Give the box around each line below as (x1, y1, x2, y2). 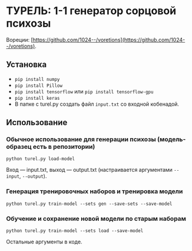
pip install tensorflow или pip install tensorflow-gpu (14, 87, 154, 95)
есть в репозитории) (32, 143, 95, 151)
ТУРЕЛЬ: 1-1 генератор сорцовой (6, 4, 177, 18)
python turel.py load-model (6, 156, 75, 162)
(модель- (157, 135, 186, 144)
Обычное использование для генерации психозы (6, 135, 156, 144)
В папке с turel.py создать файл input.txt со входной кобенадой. (14, 100, 180, 107)
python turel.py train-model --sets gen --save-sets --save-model (6, 201, 173, 207)
